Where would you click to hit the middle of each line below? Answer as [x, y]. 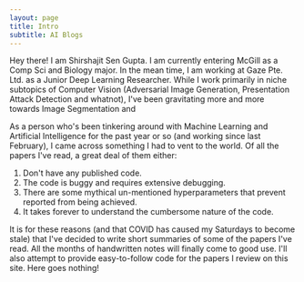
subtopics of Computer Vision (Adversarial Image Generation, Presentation [149, 90]
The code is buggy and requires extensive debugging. [124, 183]
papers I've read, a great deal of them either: [93, 156]
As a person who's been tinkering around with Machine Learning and [139, 126]
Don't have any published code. [82, 173]
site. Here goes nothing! [55, 268]
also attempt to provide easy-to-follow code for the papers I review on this [149, 258]
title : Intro [34, 26]
